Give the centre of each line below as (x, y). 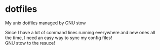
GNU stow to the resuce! (30, 43)
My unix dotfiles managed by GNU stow (46, 23)
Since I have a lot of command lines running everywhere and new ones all (80, 32)
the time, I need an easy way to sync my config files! (59, 38)
